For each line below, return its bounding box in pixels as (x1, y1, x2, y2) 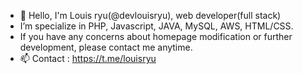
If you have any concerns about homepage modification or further (19, 31, 293, 42)
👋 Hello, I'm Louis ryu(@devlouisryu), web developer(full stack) (19, 10, 282, 21)
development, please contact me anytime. (19, 41, 193, 53)
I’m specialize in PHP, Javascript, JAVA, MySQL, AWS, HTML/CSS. (19, 20, 294, 32)
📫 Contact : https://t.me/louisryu (19, 53, 157, 64)
